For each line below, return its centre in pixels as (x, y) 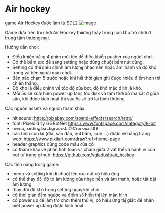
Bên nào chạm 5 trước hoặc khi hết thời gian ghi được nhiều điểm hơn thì (86, 78)
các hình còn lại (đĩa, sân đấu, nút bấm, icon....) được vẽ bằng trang (81, 133)
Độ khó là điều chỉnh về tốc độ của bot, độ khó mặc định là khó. (77, 88)
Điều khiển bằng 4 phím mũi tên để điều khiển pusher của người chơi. (83, 57)
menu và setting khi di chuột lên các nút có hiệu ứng (66, 173)
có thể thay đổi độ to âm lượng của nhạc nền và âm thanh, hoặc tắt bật (84, 179)
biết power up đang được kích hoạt (48, 205)
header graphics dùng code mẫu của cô (53, 144)
